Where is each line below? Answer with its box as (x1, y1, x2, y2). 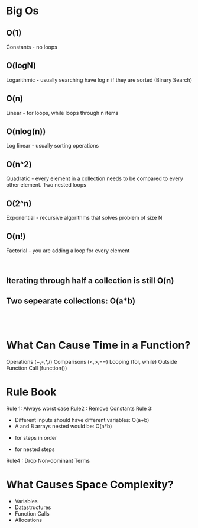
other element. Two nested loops (6, 181, 87, 188)
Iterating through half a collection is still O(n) (6, 276, 174, 286)
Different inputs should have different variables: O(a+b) (14, 416, 150, 423)
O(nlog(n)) (6, 126, 46, 137)
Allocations (14, 516, 43, 523)
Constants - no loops (6, 43, 57, 50)
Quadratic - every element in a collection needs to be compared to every (6, 175, 183, 182)
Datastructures (14, 504, 51, 511)
